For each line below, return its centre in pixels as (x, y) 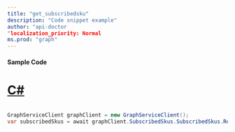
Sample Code (27, 62)
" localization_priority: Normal (54, 33)
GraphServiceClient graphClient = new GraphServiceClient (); (98, 115)
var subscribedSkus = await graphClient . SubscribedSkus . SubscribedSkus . (115, 122)
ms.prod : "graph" (33, 40)
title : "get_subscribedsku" (48, 14)
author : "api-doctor (37, 27)
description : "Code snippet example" (62, 20)
